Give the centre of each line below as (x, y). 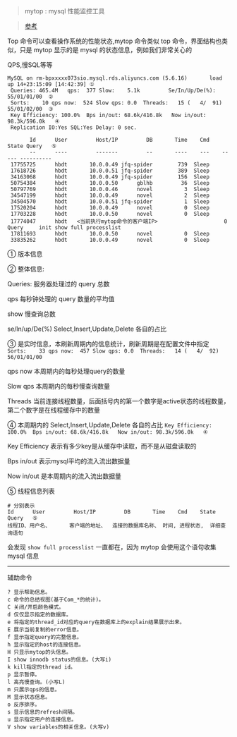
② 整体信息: (26, 269)
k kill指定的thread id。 (42, 667)
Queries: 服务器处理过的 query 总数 (59, 284)
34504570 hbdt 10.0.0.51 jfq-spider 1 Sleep (110, 202)
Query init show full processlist (64, 228)
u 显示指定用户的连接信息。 (42, 719)
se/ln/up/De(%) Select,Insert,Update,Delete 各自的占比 (87, 329)
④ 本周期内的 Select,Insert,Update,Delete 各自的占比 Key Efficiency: (110, 425)
